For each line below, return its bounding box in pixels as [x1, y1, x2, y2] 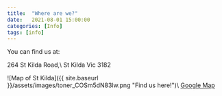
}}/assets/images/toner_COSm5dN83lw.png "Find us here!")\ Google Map [7, 81, 216, 89]
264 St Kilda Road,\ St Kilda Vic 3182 [7, 61, 112, 69]
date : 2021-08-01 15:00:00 [7, 16, 90, 23]
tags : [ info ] [7, 29, 45, 36]
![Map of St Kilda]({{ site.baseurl [7, 74, 99, 82]
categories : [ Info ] [7, 22, 63, 29]
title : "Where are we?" [7, 10, 78, 17]
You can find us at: [7, 48, 60, 56]
